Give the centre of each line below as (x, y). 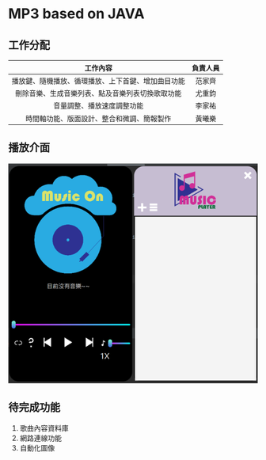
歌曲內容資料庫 (44, 428)
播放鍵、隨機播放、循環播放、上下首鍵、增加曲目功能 (98, 81)
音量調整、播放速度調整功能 (99, 106)
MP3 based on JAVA (76, 14)
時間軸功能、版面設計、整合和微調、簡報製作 (99, 118)
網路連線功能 (40, 438)
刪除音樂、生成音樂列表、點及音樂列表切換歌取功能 (99, 93)
